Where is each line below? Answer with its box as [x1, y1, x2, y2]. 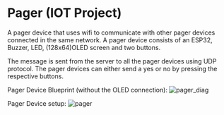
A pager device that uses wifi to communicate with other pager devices [7, 28, 216, 37]
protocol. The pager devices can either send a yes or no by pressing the [7, 64, 218, 73]
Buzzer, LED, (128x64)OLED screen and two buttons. [7, 43, 161, 52]
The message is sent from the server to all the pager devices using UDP [7, 56, 217, 65]
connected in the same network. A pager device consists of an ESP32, [7, 35, 213, 44]
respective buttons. [7, 72, 64, 80]
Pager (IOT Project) [7, 5, 122, 21]
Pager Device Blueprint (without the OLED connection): [7, 85, 168, 94]
